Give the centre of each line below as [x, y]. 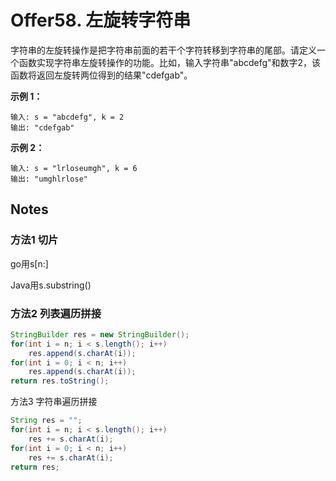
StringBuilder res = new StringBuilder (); [100, 334]
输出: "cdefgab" [42, 127]
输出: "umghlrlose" [49, 179]
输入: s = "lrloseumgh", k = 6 [74, 168]
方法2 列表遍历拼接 [56, 313]
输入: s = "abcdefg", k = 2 [67, 117]
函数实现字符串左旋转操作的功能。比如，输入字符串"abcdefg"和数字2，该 [170, 62]
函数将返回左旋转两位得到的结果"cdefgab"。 [101, 75]
